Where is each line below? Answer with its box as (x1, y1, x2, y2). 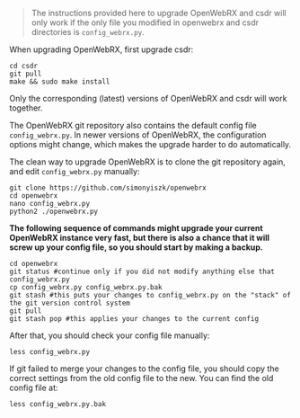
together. (9, 102, 43, 113)
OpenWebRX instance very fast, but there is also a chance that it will (9, 233, 270, 243)
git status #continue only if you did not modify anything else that (9, 267, 276, 276)
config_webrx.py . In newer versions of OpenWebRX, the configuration (9, 129, 267, 140)
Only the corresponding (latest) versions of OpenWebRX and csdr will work (9, 93, 287, 103)
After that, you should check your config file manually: (9, 330, 210, 341)
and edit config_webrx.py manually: (9, 166, 140, 176)
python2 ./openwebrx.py (9, 207, 99, 216)
